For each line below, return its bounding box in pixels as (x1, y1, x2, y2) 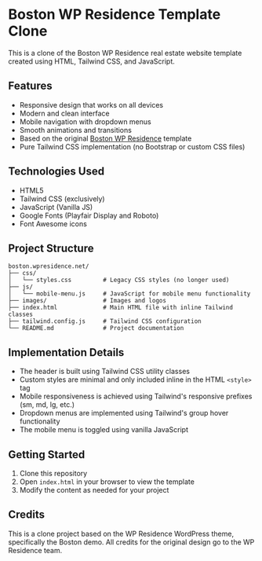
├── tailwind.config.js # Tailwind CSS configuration (8, 317, 202, 325)
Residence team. (8, 545, 63, 555)
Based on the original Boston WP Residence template (19, 134, 192, 143)
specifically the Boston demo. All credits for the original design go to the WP (8, 537, 255, 547)
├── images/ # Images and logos (8, 297, 167, 305)
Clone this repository (19, 469, 88, 478)
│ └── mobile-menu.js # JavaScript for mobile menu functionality (8, 290, 251, 298)
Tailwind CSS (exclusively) (19, 194, 105, 203)
